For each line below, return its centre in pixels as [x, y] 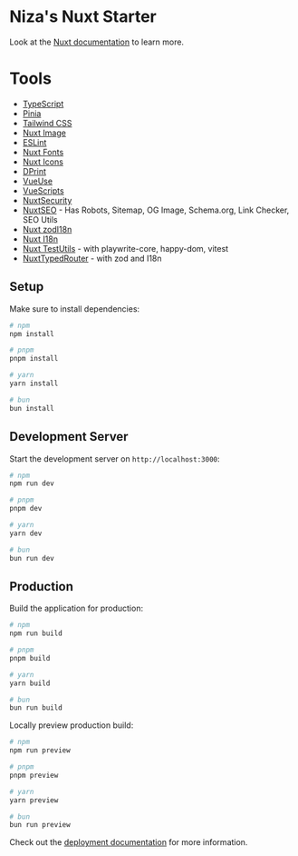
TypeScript [43, 104]
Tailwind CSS [47, 123]
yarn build [30, 683]
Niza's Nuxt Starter [83, 17]
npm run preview [40, 751]
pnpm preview [34, 775]
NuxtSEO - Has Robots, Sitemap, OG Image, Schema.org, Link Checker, [156, 210]
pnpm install [34, 359]
